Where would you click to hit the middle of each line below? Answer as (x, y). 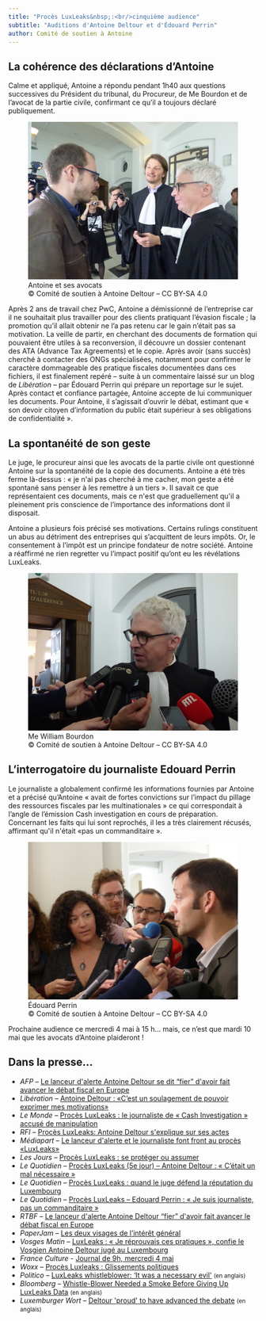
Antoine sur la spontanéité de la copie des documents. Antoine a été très (127, 471)
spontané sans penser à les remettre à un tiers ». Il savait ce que (114, 488)
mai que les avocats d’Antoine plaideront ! (76, 1037)
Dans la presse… (51, 1062)
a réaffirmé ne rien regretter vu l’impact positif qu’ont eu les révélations (124, 554)
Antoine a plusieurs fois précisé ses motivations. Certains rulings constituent (133, 528)
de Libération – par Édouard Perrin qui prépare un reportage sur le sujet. (126, 385)
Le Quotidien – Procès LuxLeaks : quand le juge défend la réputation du (136, 1182)
